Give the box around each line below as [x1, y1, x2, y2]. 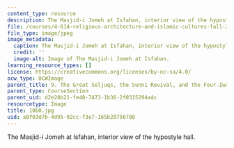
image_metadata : [7, 36, 54, 43]
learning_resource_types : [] [7, 62, 92, 69]
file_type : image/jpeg [7, 29, 73, 37]
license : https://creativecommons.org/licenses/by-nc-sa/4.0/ [7, 68, 192, 75]
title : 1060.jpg [7, 107, 54, 114]
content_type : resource [7, 10, 77, 17]
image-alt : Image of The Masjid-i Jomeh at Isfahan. [13, 56, 170, 63]
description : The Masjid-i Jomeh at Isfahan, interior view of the [7, 17, 208, 24]
